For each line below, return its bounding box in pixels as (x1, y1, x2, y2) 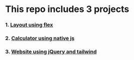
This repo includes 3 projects (5, 3, 129, 15)
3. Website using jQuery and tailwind (5, 48, 97, 55)
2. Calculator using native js (5, 35, 75, 42)
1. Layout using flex (5, 21, 54, 28)
